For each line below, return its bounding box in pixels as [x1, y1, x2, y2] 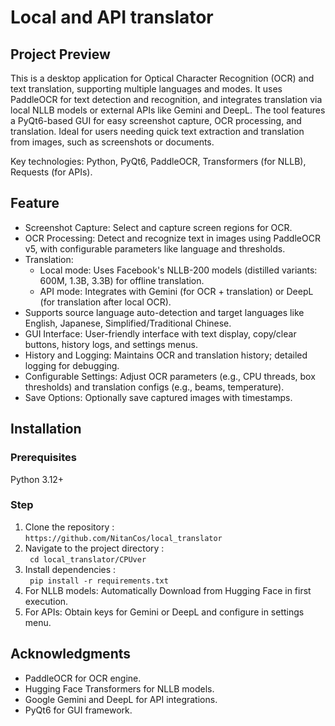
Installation [10, 421, 82, 438]
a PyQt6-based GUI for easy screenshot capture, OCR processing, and [10, 115, 302, 126]
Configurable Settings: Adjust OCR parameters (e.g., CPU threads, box [24, 370, 316, 382]
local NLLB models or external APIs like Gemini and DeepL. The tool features [10, 104, 326, 116]
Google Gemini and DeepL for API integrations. [24, 693, 218, 705]
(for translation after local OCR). [39, 296, 172, 308]
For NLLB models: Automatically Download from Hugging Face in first [24, 584, 312, 596]
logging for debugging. [24, 359, 120, 371]
